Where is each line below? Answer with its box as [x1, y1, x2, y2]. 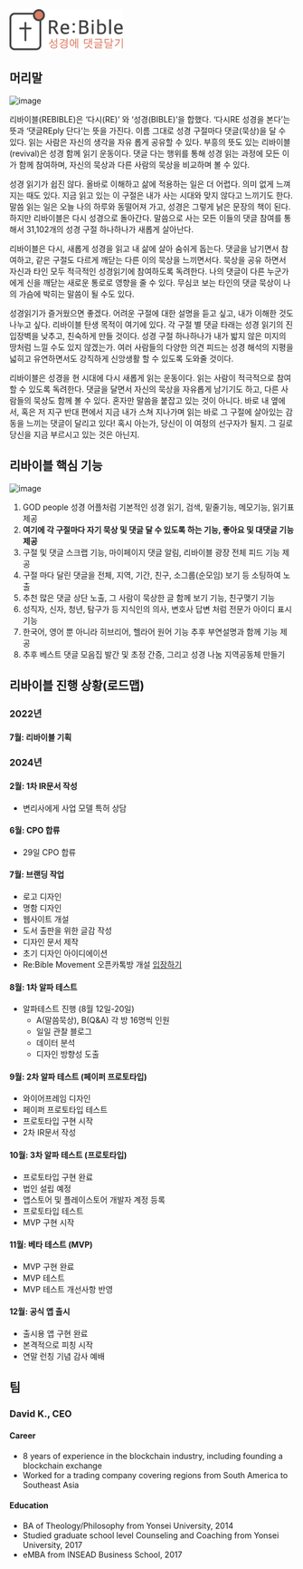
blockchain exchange [22, 1460, 102, 1471]
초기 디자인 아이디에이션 [22, 948, 109, 959]
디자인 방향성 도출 [35, 1048, 99, 1060]
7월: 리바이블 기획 [9, 731, 72, 743]
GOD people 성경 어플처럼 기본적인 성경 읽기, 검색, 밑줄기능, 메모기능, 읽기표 [22, 502, 295, 512]
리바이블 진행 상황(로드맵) [9, 678, 145, 694]
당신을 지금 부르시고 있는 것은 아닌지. [9, 429, 140, 440]
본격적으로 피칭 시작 [22, 1340, 93, 1350]
